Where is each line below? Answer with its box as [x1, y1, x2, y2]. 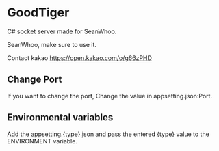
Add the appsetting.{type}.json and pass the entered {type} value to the [7, 130, 210, 138]
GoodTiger [7, 5, 70, 20]
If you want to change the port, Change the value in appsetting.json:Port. [7, 92, 213, 100]
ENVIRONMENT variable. [7, 137, 77, 145]
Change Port [7, 74, 62, 85]
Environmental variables [7, 111, 114, 124]
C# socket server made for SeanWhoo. [7, 27, 117, 36]
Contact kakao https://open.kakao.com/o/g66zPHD [7, 53, 153, 62]
